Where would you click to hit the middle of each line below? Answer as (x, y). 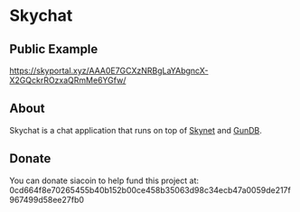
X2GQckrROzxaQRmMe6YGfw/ (68, 80)
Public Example (54, 49)
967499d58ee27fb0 (47, 199)
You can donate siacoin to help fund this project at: (104, 180)
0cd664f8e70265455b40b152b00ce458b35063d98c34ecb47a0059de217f (150, 189)
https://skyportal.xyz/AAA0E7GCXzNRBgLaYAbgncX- (109, 70)
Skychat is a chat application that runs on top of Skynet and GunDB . (136, 130)
